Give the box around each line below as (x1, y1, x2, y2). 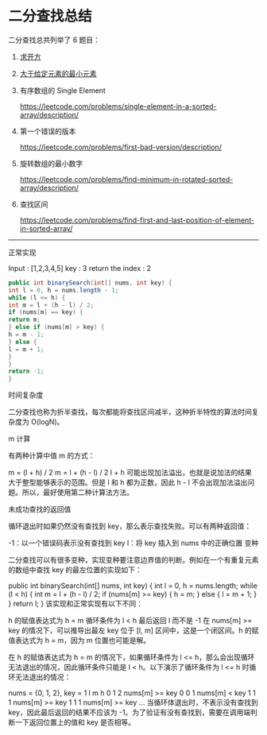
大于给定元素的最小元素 (19, 68, 97, 78)
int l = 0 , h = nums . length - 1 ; (8, 286, 119, 294)
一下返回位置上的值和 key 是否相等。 (14, 718, 135, 727)
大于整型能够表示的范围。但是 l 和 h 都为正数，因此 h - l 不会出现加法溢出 (8, 478, 248, 487)
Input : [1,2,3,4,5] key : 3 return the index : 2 (8, 263, 152, 273)
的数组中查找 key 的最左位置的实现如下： (8, 565, 142, 574)
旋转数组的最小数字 (19, 158, 83, 168)
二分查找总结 (8, 7, 93, 25)
